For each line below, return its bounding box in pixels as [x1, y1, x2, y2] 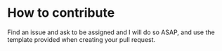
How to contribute [7, 5, 115, 21]
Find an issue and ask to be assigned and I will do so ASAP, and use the [7, 28, 216, 36]
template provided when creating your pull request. [7, 35, 156, 43]
